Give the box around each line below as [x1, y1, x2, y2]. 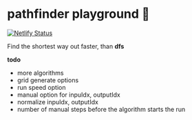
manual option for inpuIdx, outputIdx [17, 91, 120, 99]
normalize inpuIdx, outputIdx [17, 97, 98, 106]
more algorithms [17, 69, 64, 77]
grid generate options [17, 75, 79, 84]
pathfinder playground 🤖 [7, 6, 150, 22]
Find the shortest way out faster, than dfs [7, 42, 125, 50]
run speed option [17, 83, 66, 91]
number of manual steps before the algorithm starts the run [17, 105, 186, 113]
